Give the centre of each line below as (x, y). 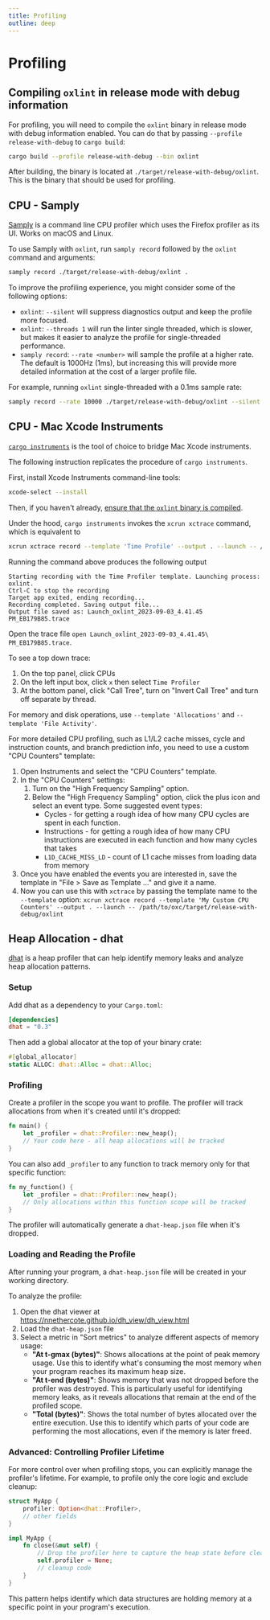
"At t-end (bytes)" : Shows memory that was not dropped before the (145, 1380)
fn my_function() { (41, 1187)
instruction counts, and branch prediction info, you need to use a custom (129, 747)
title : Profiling (37, 16)
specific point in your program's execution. (80, 1607)
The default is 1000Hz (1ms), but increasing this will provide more (128, 363)
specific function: (37, 1172)
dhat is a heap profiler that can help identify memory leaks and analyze (126, 958)
